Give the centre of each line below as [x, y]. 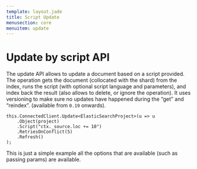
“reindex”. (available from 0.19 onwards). [56, 106]
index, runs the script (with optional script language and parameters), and [96, 87]
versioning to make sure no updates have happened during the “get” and [95, 99]
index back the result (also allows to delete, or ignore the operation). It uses [99, 93]
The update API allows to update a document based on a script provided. [96, 74]
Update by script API [58, 58]
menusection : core [29, 23]
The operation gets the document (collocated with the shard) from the [92, 80]
